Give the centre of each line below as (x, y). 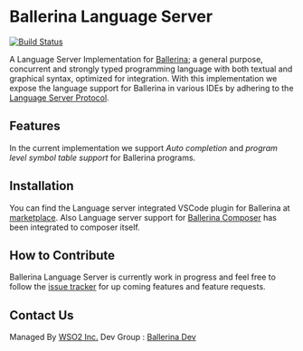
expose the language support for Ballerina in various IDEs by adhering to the (151, 88)
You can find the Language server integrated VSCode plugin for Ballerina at (150, 208)
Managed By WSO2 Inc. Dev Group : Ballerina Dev (103, 337)
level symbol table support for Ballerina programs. (103, 157)
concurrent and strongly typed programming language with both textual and (151, 69)
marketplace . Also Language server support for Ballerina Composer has (143, 217)
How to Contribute (62, 255)
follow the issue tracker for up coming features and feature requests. (137, 287)
